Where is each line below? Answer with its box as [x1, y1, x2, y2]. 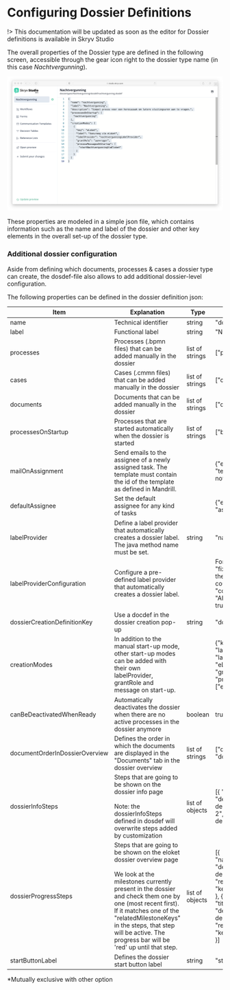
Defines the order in [114, 734, 170, 743]
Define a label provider [114, 519, 178, 527]
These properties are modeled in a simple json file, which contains [7, 218, 194, 226]
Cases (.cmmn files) [114, 369, 171, 377]
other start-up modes [114, 649, 176, 657]
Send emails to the [114, 449, 166, 457]
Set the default [114, 495, 156, 503]
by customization [114, 831, 163, 840]
